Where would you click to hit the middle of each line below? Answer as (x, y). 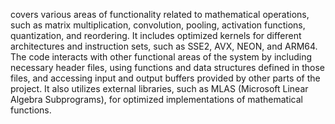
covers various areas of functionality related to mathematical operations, (160, 14)
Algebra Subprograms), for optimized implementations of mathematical (156, 99)
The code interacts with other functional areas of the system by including (161, 57)
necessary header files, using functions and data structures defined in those (168, 67)
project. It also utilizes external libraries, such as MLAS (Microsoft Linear (159, 88)
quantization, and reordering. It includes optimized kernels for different (156, 35)
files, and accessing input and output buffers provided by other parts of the (165, 78)
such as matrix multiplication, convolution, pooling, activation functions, (158, 25)
